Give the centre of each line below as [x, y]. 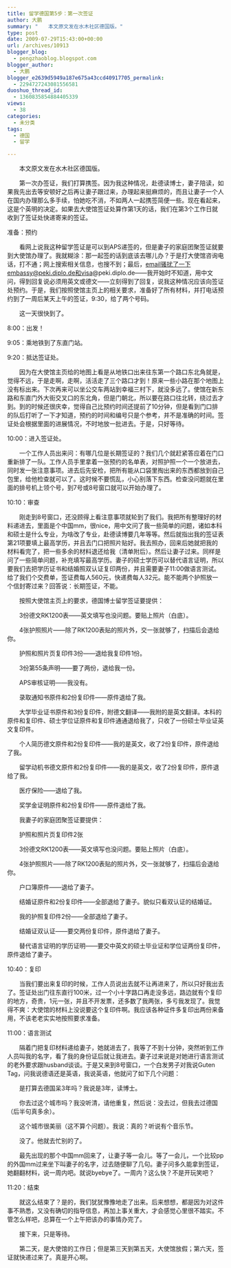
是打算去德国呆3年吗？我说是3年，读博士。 [80, 1089]
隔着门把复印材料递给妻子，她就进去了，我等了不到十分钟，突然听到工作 [121, 1048]
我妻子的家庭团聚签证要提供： [61, 820]
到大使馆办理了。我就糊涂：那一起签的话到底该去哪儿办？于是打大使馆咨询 [112, 255]
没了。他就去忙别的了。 [52, 1141]
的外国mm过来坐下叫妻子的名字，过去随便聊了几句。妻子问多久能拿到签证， [115, 1164]
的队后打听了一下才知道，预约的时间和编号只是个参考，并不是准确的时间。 [112, 416]
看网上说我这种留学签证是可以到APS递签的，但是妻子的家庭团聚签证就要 [121, 247]
